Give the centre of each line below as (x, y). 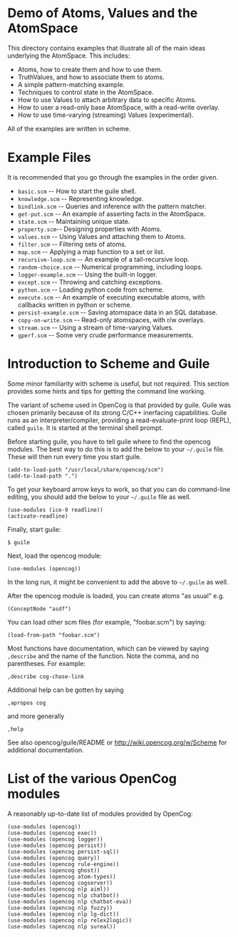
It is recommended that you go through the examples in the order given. (113, 177)
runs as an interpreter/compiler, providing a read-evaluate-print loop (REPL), (119, 420)
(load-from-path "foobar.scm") (54, 635)
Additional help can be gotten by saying (66, 690)
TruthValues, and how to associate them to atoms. (91, 77)
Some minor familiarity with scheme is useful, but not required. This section (118, 384)
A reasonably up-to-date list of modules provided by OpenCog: (100, 814)
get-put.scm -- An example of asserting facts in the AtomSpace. (112, 214)
